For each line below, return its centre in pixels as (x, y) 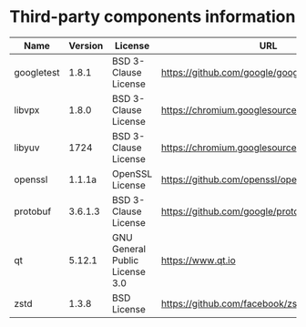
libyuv (27, 148)
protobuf (33, 211)
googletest (37, 72)
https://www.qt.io (198, 260)
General (129, 249)
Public (126, 260)
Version (86, 46)
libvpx (27, 109)
